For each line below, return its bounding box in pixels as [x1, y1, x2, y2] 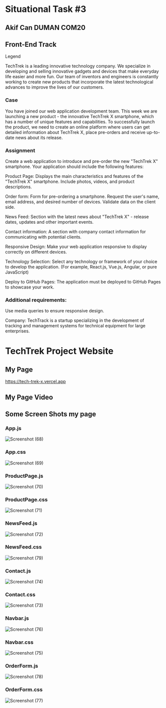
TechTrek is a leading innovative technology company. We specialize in [5, 63, 151, 69]
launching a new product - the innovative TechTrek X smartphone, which [5, 113, 154, 119]
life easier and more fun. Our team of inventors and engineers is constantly [5, 74, 159, 80]
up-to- [146, 129, 160, 135]
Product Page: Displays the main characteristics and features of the [5, 173, 144, 179]
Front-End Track [5, 40, 57, 48]
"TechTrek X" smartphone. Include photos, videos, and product [5, 178, 135, 184]
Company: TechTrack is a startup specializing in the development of [5, 317, 145, 323]
